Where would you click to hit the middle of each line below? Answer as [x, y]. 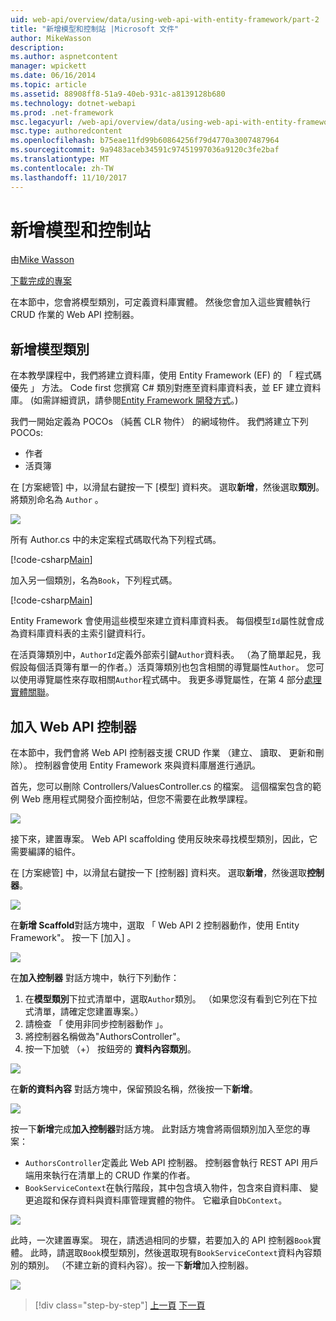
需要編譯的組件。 [45, 852]
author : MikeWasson [51, 38]
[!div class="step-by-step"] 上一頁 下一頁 [120, 1305]
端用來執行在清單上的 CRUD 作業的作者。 [110, 1175]
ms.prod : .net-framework [62, 112]
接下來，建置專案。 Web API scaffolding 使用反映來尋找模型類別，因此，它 [164, 839]
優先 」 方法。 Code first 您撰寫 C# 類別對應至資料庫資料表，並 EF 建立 [157, 388]
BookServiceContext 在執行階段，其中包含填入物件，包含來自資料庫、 [166, 1188]
